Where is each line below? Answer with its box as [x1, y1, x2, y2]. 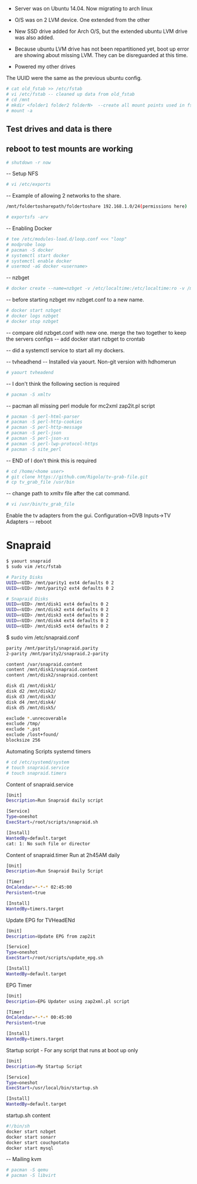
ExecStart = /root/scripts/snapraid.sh [6, 819, 98, 825]
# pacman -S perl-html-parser [6, 413, 80, 419]
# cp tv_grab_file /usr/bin [6, 479, 75, 485]
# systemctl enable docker [6, 258, 72, 264]
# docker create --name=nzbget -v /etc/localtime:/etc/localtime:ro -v [6, 285, 185, 292]
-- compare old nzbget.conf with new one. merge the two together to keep [6, 329, 186, 336]
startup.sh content [6, 1112, 51, 1119]
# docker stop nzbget [6, 318, 59, 324]
